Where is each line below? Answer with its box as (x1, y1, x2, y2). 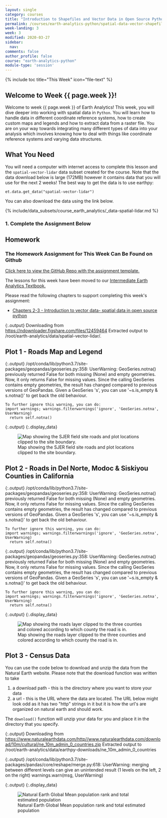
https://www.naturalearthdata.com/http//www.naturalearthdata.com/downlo (5, 736, 161, 742)
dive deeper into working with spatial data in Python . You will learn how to (5, 109, 156, 115)
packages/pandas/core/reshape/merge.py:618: (5, 761, 102, 768)
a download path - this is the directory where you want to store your (12, 685, 152, 691)
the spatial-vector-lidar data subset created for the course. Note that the (5, 169, 159, 175)
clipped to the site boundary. (17, 450, 77, 456)
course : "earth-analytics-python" (5, 58, 77, 63)
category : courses (5, 12, 43, 17)
